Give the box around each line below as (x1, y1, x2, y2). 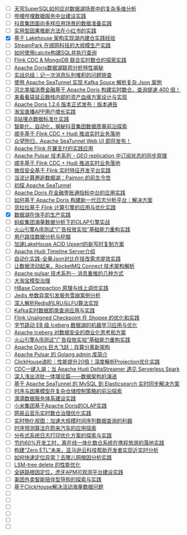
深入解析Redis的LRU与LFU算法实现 (13, 299, 99, 306)
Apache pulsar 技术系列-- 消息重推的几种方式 (13, 270, 124, 277)
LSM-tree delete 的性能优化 (13, 461, 81, 468)
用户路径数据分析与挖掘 (13, 233, 71, 240)
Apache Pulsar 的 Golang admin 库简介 (13, 351, 108, 358)
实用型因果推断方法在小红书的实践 (13, 27, 97, 34)
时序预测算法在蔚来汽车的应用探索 (13, 424, 97, 431)
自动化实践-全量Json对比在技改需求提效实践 (13, 255, 121, 262)
